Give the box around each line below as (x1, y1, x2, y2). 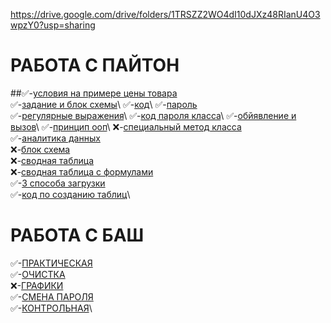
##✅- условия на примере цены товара (10, 87, 178, 99)
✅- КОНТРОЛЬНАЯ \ (10, 302, 93, 314)
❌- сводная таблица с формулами (10, 165, 154, 178)
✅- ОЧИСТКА (10, 268, 66, 280)
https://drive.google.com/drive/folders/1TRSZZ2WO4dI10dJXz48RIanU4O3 (10, 9, 321, 20)
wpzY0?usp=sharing (10, 19, 96, 31)
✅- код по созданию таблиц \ (10, 188, 131, 200)
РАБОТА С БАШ (10, 224, 145, 247)
